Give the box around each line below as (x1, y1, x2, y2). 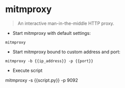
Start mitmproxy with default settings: (12, 30, 91, 36)
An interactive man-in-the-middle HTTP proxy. (17, 20, 114, 26)
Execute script (12, 67, 43, 73)
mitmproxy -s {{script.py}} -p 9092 (5, 77, 78, 83)
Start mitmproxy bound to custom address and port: (12, 49, 121, 55)
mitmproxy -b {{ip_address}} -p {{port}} (5, 58, 94, 64)
